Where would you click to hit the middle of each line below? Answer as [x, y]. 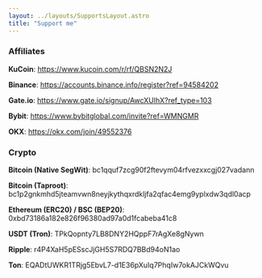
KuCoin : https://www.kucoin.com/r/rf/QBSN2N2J [90, 68]
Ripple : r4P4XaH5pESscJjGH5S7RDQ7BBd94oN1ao [94, 250]
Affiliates [27, 52]
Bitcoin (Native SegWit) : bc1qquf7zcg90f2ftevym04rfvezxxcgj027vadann [131, 170]
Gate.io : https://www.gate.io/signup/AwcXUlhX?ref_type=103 [110, 100]
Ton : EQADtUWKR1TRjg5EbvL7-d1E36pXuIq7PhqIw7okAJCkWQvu [119, 265]
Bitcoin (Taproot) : [38, 185]
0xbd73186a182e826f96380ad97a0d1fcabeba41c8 [93, 218]
